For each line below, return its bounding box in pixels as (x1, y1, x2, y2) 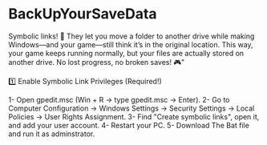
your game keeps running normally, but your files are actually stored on (8, 48, 245, 58)
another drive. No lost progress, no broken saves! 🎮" (8, 57, 185, 66)
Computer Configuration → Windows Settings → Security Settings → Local (8, 103, 255, 113)
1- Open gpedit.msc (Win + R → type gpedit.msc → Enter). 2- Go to (8, 95, 230, 104)
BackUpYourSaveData (8, 5, 158, 23)
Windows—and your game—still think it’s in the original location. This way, (8, 39, 254, 49)
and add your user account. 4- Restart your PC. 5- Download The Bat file (8, 120, 250, 130)
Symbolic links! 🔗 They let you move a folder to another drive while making (8, 31, 255, 41)
